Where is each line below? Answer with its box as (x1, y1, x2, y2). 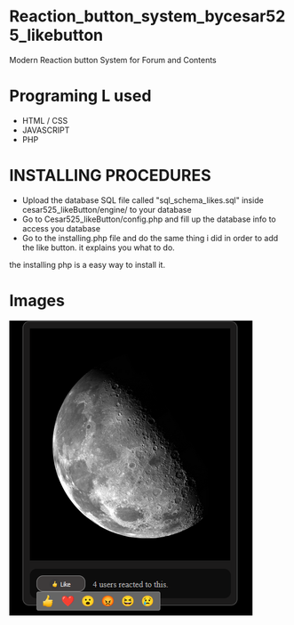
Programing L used (9, 86, 152, 106)
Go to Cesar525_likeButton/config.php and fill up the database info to (21, 214, 277, 224)
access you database (21, 223, 100, 233)
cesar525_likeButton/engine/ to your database (21, 204, 193, 215)
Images (9, 291, 65, 311)
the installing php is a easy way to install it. (9, 259, 166, 270)
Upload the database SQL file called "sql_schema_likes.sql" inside (21, 194, 264, 206)
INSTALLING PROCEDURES (9, 166, 211, 186)
